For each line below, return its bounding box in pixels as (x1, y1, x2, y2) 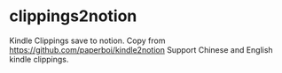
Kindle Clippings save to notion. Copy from (9, 35, 166, 46)
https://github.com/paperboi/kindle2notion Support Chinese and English (9, 44, 273, 55)
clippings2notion (9, 6, 137, 26)
